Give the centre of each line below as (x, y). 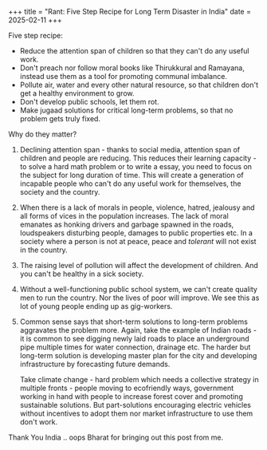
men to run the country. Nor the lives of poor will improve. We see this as (139, 298)
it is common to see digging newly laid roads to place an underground (134, 339)
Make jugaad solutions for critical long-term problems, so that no (126, 110)
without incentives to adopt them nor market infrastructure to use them (136, 413)
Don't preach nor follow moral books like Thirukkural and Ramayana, (132, 68)
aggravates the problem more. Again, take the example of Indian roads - (138, 330)
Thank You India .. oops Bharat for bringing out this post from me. (116, 437)
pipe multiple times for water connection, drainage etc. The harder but (135, 347)
